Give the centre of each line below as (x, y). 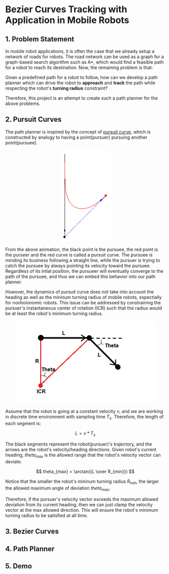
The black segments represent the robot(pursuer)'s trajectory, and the (79, 444)
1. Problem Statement (40, 39)
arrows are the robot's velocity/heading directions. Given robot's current (81, 450)
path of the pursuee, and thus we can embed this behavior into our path (80, 276)
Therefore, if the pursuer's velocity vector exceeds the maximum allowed (82, 499)
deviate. (14, 462)
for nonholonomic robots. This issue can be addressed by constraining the (83, 302)
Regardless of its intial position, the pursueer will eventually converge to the (84, 271)
